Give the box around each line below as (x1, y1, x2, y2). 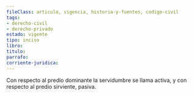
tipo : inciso (6, 37, 40, 43)
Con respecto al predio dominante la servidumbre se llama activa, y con (6, 77, 188, 84)
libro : (6, 43, 23, 49)
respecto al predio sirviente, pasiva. (6, 83, 96, 90)
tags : (6, 15, 20, 21)
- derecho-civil (6, 20, 48, 26)
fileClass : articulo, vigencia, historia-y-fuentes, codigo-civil (6, 9, 179, 15)
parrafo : (6, 54, 29, 60)
